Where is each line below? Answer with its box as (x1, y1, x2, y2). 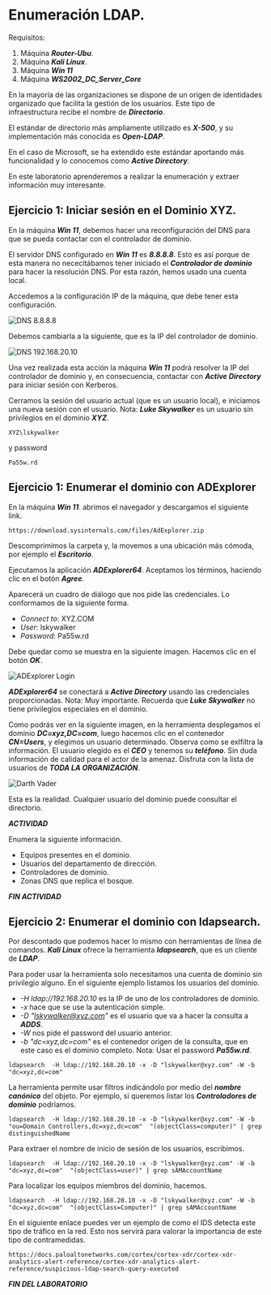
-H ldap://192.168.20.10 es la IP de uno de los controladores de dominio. (19, 994, 260, 1004)
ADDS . (19, 1020, 43, 1030)
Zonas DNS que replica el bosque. (19, 876, 135, 885)
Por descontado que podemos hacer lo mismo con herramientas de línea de (8, 936, 262, 946)
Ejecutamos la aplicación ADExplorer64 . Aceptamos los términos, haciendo (8, 565, 262, 574)
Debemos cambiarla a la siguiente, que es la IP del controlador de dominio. (8, 331, 258, 341)
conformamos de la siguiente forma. (8, 598, 129, 608)
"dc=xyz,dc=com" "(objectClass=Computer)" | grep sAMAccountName (8, 1203, 237, 1212)
